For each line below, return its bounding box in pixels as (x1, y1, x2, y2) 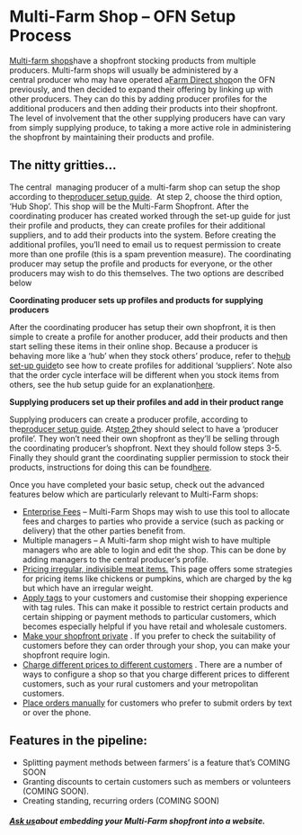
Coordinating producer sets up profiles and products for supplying (9, 294, 263, 305)
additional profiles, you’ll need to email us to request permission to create (9, 238, 281, 249)
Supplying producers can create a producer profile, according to (9, 414, 249, 425)
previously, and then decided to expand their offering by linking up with (9, 84, 274, 94)
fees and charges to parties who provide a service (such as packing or (22, 516, 285, 526)
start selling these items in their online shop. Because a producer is (9, 340, 259, 352)
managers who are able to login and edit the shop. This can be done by (22, 544, 287, 555)
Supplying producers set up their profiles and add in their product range (9, 396, 284, 407)
